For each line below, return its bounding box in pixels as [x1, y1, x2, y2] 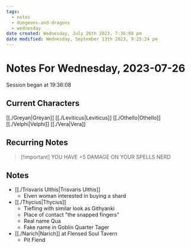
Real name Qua [23, 217, 61, 225]
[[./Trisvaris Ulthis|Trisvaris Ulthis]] [14, 186, 101, 193]
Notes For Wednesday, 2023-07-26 [6, 62, 186, 75]
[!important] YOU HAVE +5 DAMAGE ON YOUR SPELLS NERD [20, 153, 171, 160]
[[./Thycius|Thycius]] [14, 199, 66, 206]
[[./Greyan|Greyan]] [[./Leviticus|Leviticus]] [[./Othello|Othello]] [6, 114, 161, 121]
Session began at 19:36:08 [6, 81, 71, 88]
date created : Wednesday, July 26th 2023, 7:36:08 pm [6, 31, 142, 37]
